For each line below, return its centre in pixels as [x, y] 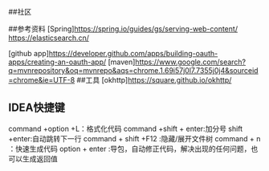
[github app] [29, 53]
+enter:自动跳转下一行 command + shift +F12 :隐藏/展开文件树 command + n [134, 138]
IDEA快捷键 [37, 108]
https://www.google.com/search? [191, 62]
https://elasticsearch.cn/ [49, 38]
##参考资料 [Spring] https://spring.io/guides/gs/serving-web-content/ [123, 29]
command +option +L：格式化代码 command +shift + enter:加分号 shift [126, 128]
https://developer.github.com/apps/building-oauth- [133, 53]
